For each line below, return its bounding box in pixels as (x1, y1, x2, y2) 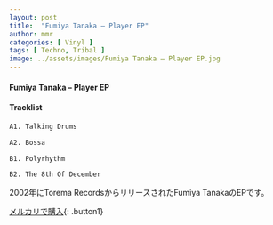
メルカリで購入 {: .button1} (9, 206, 104, 217)
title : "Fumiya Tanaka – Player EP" (9, 21, 149, 30)
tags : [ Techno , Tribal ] (9, 46, 105, 55)
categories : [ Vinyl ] (9, 37, 93, 47)
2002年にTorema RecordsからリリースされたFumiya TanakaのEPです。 (9, 188, 269, 198)
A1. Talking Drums (9, 122, 77, 131)
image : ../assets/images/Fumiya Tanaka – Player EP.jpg (9, 54, 221, 63)
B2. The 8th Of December (9, 170, 101, 179)
